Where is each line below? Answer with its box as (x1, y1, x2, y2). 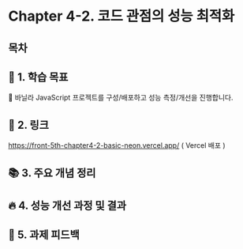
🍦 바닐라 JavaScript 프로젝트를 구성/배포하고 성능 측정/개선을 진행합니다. (8, 92, 234, 103)
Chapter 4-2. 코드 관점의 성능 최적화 (8, 7, 235, 25)
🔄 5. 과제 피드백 (8, 228, 80, 242)
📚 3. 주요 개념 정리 (8, 166, 96, 179)
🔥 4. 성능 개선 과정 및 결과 (8, 198, 126, 212)
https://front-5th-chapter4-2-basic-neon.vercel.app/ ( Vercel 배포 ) (8, 141, 226, 150)
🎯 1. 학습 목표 (8, 70, 69, 84)
